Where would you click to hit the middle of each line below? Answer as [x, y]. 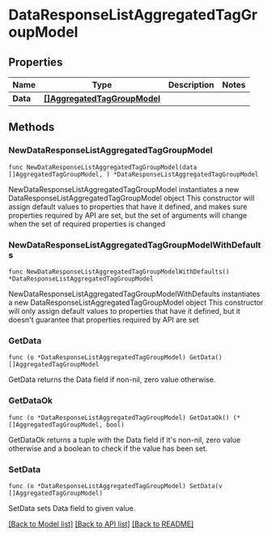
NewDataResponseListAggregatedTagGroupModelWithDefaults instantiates [134, 294]
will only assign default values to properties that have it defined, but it [124, 311]
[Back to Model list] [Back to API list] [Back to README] [101, 524]
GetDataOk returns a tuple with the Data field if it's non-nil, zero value [125, 440]
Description [191, 85]
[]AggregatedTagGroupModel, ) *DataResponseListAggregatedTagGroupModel [134, 174]
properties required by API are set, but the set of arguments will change [128, 215]
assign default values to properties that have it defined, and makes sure [128, 206]
